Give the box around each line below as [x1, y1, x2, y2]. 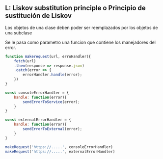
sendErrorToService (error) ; [23, 99, 80, 105]
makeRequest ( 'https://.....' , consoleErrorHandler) [5, 144, 113, 149]
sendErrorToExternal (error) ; [23, 127, 82, 132]
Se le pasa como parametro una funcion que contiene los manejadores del [5, 39, 156, 45]
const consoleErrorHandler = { [5, 90, 69, 95]
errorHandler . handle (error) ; [23, 72, 82, 78]
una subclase [5, 29, 32, 36]
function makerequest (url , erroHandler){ [5, 54, 91, 59]
